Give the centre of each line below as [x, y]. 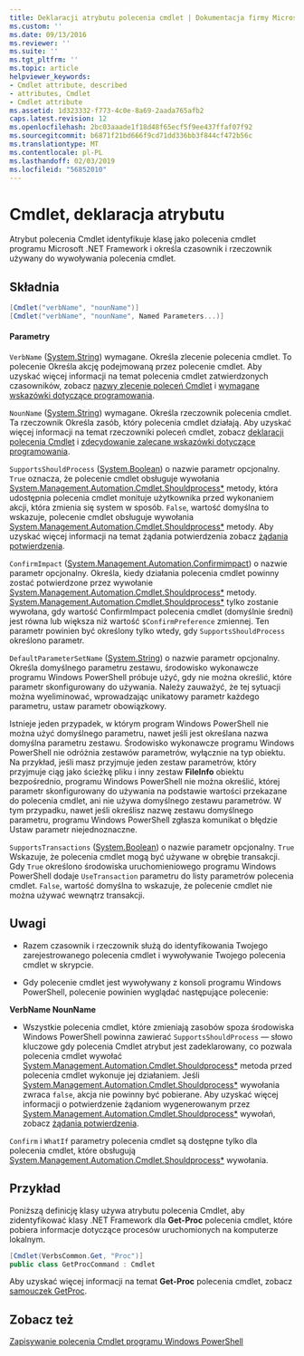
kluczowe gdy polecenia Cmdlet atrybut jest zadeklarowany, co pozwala [157, 1046]
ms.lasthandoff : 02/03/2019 [62, 161]
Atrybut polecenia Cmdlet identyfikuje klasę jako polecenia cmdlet [133, 239]
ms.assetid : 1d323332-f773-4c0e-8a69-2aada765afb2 [107, 111]
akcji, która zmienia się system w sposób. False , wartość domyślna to [139, 507]
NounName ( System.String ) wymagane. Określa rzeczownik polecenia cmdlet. [151, 413]
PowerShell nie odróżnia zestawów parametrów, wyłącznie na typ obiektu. [147, 753]
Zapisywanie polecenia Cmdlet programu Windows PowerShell [127, 1342]
